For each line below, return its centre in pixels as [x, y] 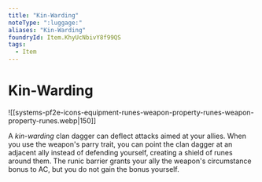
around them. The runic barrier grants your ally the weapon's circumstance [130, 161]
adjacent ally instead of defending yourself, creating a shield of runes [121, 152]
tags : [17, 45]
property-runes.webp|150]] [52, 120]
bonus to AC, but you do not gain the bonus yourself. [94, 169]
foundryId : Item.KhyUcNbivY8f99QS [65, 37]
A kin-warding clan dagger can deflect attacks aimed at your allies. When [127, 136]
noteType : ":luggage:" [45, 23]
